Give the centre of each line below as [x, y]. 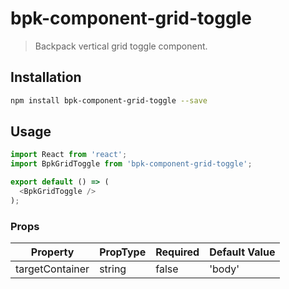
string [113, 269]
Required [177, 252]
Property [52, 252]
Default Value [242, 252]
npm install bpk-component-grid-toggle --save [109, 100]
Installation [46, 77]
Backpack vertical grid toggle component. [121, 46]
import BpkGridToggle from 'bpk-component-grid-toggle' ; [131, 164]
